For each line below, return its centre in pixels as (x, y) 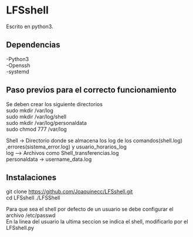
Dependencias (33, 45)
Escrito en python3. (30, 26)
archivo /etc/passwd (31, 215)
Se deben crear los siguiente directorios (54, 104)
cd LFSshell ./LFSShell (33, 198)
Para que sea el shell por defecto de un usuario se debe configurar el (90, 209)
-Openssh (18, 65)
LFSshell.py (20, 228)
